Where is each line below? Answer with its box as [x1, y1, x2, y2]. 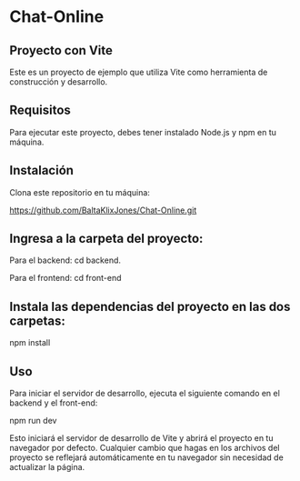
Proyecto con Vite [9, 43, 114, 58]
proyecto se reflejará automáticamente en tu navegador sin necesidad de [9, 452, 284, 463]
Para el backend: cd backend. [9, 255, 121, 266]
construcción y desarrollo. [9, 76, 108, 87]
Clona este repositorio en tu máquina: [9, 186, 150, 197]
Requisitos [9, 103, 71, 118]
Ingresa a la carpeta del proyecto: [9, 231, 204, 246]
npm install [9, 337, 51, 348]
